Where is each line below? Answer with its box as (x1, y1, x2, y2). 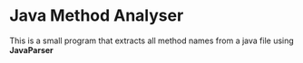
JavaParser (9, 44, 54, 55)
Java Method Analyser (9, 5, 184, 26)
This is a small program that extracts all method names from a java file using (9, 35, 295, 46)
